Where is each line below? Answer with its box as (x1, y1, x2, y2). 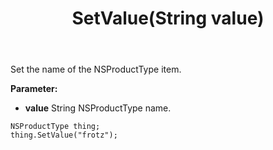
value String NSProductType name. (24, 102, 172, 114)
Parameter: (10, 83, 58, 95)
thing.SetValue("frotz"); (10, 130, 118, 141)
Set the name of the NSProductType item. (10, 63, 182, 76)
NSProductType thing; (10, 122, 101, 132)
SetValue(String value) (71, 7, 265, 30)
